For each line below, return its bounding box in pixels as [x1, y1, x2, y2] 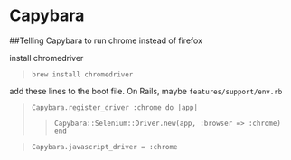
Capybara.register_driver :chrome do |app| [31, 102, 199, 112]
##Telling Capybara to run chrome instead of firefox [9, 35, 203, 46]
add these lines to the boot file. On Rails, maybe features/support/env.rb [9, 85, 283, 96]
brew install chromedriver [31, 69, 134, 79]
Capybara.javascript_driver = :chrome [31, 142, 178, 151]
